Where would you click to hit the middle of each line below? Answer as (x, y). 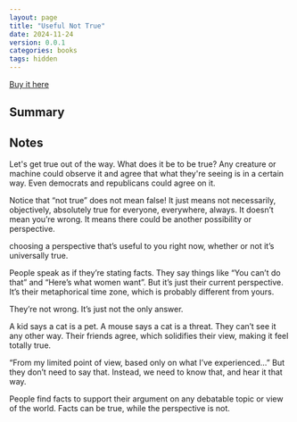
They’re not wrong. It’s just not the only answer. (96, 310)
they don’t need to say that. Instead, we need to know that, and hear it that (146, 372)
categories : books (43, 51)
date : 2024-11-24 (41, 34)
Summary (37, 112)
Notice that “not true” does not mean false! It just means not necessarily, (143, 201)
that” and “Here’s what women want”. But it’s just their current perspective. (146, 283)
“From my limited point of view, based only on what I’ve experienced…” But (147, 363)
